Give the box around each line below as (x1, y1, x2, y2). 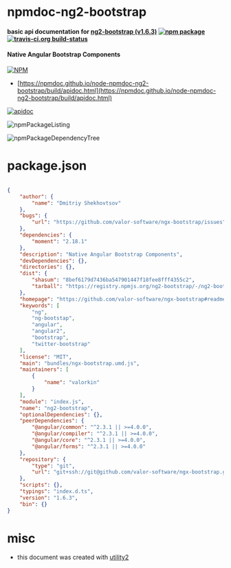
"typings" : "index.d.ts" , (19, 488, 94, 495)
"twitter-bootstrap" (32, 341, 91, 347)
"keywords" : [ (19, 302, 60, 309)
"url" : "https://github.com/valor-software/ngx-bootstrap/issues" (32, 219, 226, 226)
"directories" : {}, (19, 263, 76, 271)
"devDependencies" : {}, (19, 257, 88, 264)
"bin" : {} (19, 500, 48, 507)
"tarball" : (32, 283, 63, 290)
